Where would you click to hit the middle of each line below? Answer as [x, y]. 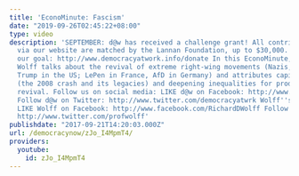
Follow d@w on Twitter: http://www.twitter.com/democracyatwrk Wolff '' [153, 100]
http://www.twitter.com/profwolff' [83, 116]
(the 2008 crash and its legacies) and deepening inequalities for [145, 84]
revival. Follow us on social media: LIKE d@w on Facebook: [131, 92]
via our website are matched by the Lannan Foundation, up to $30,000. [153, 51]
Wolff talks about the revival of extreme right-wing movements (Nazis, [155, 68]
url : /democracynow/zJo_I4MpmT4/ [71, 133]
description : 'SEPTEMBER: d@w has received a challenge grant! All [137, 42]
